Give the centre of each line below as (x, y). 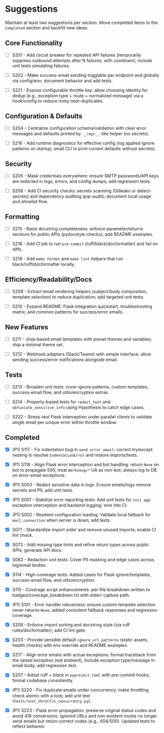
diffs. (17, 249)
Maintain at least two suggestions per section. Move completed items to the (82, 23)
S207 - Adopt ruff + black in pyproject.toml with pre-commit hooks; (81, 675)
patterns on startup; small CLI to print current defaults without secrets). (84, 148)
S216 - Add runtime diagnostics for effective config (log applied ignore (83, 143)
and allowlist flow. (30, 201)
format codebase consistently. (43, 681)
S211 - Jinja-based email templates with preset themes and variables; (82, 339)
